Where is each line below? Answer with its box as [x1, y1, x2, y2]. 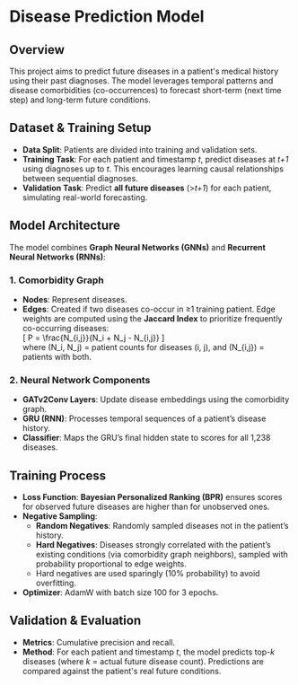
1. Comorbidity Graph [9, 274, 105, 286]
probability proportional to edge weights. [35, 558, 187, 569]
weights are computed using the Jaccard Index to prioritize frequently [22, 312, 283, 324]
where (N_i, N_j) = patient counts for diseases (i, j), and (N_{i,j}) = [22, 341, 265, 352]
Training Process [9, 468, 106, 483]
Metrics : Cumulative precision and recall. [22, 637, 176, 647]
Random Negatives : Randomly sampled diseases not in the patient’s [35, 521, 289, 531]
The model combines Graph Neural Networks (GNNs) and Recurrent [9, 242, 267, 252]
